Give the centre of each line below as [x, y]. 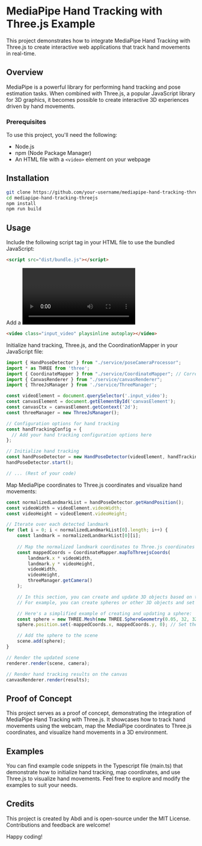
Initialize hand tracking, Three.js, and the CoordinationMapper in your [92, 345]
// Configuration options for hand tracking [63, 423]
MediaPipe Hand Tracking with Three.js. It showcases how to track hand [96, 719]
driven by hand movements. [41, 106]
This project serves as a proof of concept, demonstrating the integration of [99, 713]
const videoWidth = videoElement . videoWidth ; [64, 508]
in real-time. [21, 53]
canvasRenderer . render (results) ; [48, 680]
